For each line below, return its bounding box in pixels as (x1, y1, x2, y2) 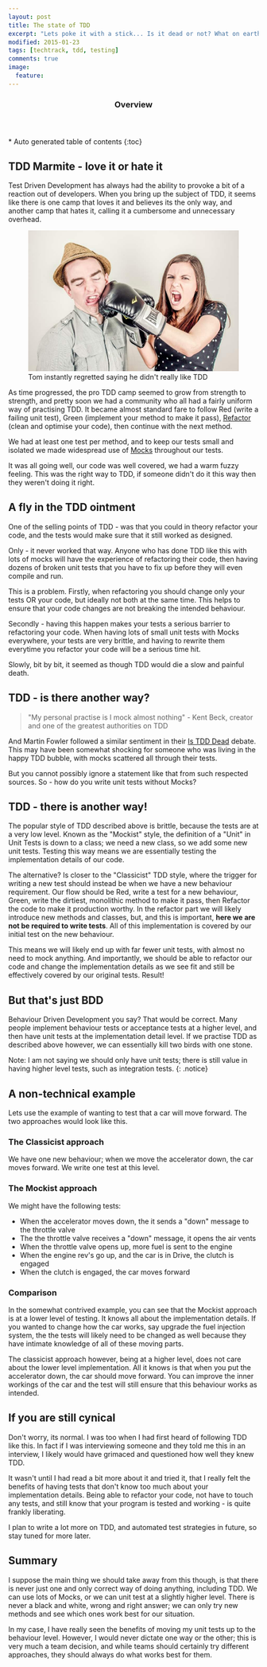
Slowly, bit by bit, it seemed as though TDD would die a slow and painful (8, 659, 245, 669)
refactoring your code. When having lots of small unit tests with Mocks (8, 627, 240, 637)
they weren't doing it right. (8, 478, 95, 487)
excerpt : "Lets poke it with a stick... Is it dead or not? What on (8, 29, 240, 37)
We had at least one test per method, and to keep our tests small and (8, 436, 234, 446)
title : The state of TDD (8, 21, 91, 29)
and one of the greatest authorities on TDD (27, 720, 168, 730)
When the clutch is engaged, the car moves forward (19, 1267, 191, 1277)
